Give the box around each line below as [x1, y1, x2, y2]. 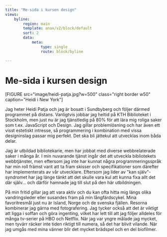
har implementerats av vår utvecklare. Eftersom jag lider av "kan [5, 169, 137, 175]
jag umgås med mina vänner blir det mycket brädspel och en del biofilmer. [5, 227, 157, 233]
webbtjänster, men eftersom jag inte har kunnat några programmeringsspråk [5, 158, 162, 165]
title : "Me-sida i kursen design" [5, 7, 77, 12]
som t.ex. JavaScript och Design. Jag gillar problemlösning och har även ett [5, 122, 160, 128]
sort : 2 [23, 30, 39, 35]
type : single [40, 44, 68, 49]
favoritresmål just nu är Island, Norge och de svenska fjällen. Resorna [5, 200, 148, 206]
